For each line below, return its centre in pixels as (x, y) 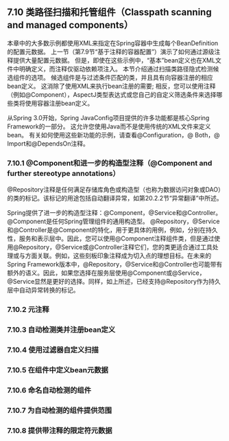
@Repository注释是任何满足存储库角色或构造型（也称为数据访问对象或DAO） (114, 190)
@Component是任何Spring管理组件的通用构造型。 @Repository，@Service (113, 221)
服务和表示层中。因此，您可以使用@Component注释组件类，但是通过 (117, 238)
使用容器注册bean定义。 (59, 103)
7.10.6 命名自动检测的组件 (49, 390)
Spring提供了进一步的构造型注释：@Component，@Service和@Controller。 (114, 213)
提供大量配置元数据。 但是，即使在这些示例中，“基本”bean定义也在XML (114, 60)
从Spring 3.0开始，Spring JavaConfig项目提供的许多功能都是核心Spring (108, 117)
